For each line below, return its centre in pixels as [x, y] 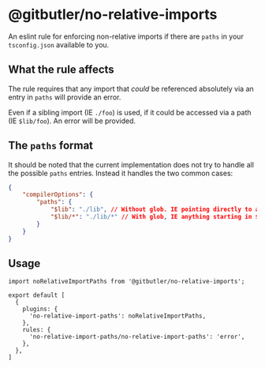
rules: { [37, 330]
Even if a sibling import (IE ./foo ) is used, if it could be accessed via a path [130, 112]
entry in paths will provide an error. [65, 97]
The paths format [50, 146]
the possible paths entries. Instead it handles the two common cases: [121, 173]
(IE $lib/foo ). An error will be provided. [72, 121]
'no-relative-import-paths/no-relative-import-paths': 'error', [137, 337]
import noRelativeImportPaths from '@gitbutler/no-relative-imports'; [127, 282]
